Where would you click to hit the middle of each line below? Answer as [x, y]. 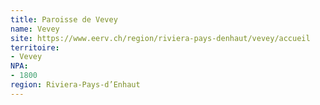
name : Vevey [35, 29]
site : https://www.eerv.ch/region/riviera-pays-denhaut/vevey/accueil [160, 38]
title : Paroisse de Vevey [64, 19]
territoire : [35, 47]
